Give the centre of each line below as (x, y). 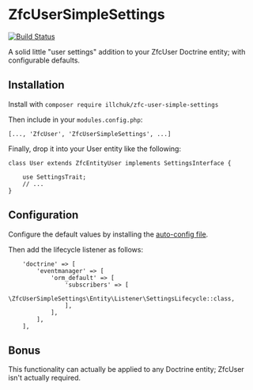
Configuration (43, 215)
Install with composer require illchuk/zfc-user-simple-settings (113, 104)
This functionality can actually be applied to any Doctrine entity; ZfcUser (126, 369)
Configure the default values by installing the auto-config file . (108, 234)
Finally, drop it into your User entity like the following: (95, 149)
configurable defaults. (44, 60)
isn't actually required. (45, 378)
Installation (36, 85)
